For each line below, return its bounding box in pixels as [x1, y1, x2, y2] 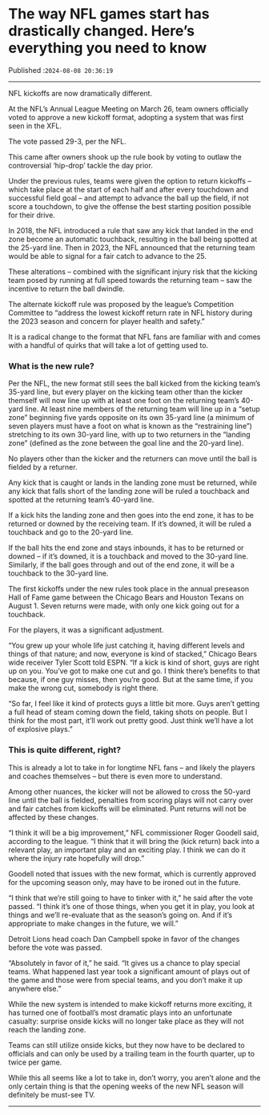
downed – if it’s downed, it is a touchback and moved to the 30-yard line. [8, 551, 248, 561]
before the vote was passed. [8, 943, 102, 952]
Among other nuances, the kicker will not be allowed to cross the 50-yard [8, 786, 251, 796]
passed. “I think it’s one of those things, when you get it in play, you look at [8, 901, 255, 911]
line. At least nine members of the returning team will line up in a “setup [25, 404, 260, 414]
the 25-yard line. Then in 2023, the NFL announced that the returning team [8, 242, 255, 252]
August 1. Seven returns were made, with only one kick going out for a [8, 601, 240, 611]
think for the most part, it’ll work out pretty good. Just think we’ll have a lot [8, 716, 254, 725]
